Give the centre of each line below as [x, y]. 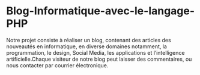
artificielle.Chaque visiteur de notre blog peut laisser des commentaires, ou [99, 59]
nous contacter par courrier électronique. [57, 65]
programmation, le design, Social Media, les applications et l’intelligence [95, 52]
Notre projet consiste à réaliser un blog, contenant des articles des [89, 40]
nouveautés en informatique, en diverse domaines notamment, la [86, 46]
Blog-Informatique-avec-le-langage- [101, 11]
